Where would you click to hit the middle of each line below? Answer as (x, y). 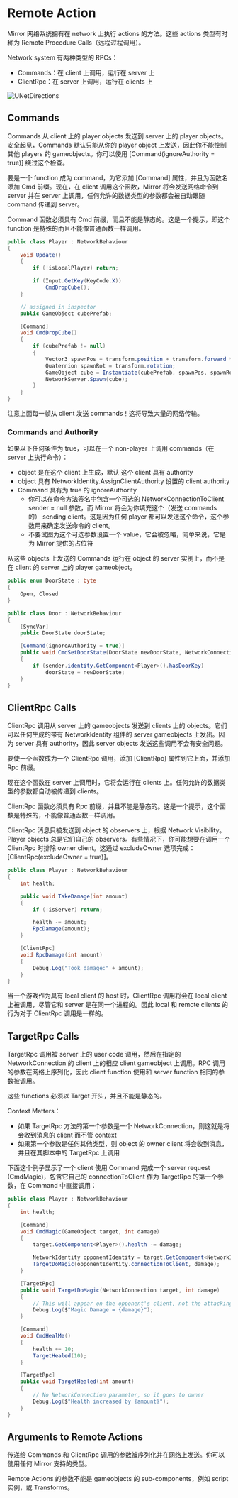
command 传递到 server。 (45, 204)
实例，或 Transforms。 (41, 1487)
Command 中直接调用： (62, 1186)
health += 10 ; (53, 1349)
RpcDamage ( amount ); (62, 929)
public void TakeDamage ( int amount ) (74, 896)
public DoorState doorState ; (63, 633)
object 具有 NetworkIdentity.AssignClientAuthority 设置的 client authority (124, 481)
